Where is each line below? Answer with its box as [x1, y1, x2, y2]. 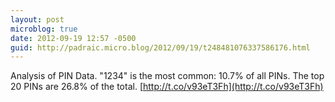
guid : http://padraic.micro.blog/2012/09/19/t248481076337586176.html [10, 42, 311, 53]
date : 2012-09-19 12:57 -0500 [10, 33, 137, 43]
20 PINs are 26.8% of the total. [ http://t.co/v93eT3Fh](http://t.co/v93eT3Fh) [10, 81, 324, 93]
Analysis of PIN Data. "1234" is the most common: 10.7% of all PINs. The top [10, 70, 325, 82]
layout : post [10, 14, 65, 25]
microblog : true [10, 24, 78, 34]
